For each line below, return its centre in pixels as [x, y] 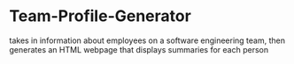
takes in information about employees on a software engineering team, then [147, 40]
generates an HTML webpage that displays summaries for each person [139, 49]
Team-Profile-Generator [101, 16]
